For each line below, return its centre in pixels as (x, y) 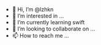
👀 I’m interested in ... (38, 16)
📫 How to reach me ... (40, 36)
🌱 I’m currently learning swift (48, 22)
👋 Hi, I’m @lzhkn (33, 9)
